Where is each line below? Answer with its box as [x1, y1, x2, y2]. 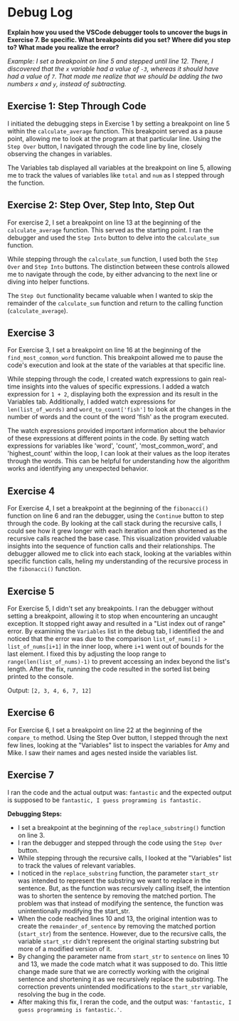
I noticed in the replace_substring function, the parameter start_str [17, 868, 219, 877]
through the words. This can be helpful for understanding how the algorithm [7, 457, 230, 466]
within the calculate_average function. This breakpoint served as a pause [7, 126, 223, 135]
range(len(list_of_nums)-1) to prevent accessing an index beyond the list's [7, 657, 230, 665]
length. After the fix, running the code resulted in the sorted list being [7, 665, 211, 673]
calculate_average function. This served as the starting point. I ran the [7, 225, 213, 234]
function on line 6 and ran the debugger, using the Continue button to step [7, 511, 224, 520]
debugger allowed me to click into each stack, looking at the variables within [7, 550, 232, 558]
